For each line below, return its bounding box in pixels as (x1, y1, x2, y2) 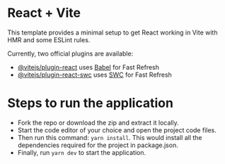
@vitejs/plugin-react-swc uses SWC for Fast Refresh (17, 70, 172, 79)
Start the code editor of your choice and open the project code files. (17, 125, 217, 134)
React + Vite (7, 5, 81, 21)
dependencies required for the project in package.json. (17, 141, 178, 149)
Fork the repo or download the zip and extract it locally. (17, 118, 179, 127)
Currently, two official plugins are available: (7, 49, 134, 58)
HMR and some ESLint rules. (7, 35, 91, 44)
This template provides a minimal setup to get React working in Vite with (7, 28, 218, 37)
